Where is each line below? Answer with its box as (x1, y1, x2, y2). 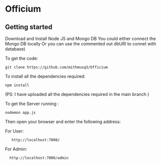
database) (5, 46, 26, 52)
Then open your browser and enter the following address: (5, 119, 121, 125)
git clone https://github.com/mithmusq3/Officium (5, 65, 108, 70)
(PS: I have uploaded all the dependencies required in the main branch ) (5, 92, 150, 97)
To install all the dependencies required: (5, 73, 85, 79)
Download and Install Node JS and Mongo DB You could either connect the (5, 36, 156, 41)
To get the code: (5, 55, 38, 61)
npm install (5, 83, 29, 88)
